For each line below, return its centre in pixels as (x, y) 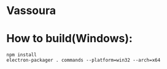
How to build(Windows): (70, 39)
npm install (21, 55)
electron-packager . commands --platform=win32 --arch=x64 (83, 60)
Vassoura (31, 11)
